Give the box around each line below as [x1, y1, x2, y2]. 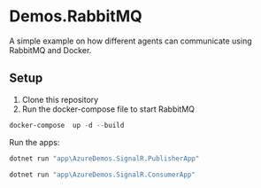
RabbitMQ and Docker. [9, 44, 92, 55]
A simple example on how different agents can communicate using [9, 35, 252, 46]
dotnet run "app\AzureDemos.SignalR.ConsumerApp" [9, 170, 196, 179]
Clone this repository [21, 94, 99, 105]
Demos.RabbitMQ [9, 6, 143, 27]
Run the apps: [9, 137, 60, 147]
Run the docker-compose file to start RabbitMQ [21, 104, 196, 114]
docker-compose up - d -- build [9, 121, 125, 129]
